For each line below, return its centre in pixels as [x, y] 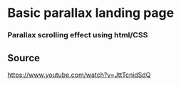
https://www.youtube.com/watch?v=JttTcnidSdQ [79, 75]
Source [24, 58]
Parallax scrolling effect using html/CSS [78, 35]
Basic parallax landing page [91, 13]
